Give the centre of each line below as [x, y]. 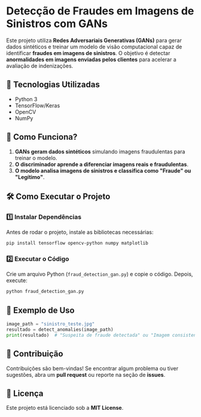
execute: [17, 280]
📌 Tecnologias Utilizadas [53, 85]
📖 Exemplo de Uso [40, 310]
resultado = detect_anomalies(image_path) [60, 330]
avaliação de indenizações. [40, 66]
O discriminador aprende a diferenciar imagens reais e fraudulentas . [101, 164]
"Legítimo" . [30, 177]
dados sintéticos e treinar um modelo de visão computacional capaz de [94, 47]
